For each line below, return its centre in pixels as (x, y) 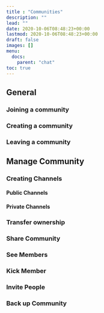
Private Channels (28, 207)
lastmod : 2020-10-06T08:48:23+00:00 (52, 34)
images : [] (20, 46)
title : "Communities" (35, 12)
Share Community (33, 238)
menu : (13, 51)
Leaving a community (38, 142)
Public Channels (27, 193)
